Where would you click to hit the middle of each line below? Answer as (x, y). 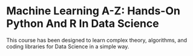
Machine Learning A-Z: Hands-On (93, 11)
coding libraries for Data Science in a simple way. (68, 46)
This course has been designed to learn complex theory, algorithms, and (97, 40)
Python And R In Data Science (83, 24)
